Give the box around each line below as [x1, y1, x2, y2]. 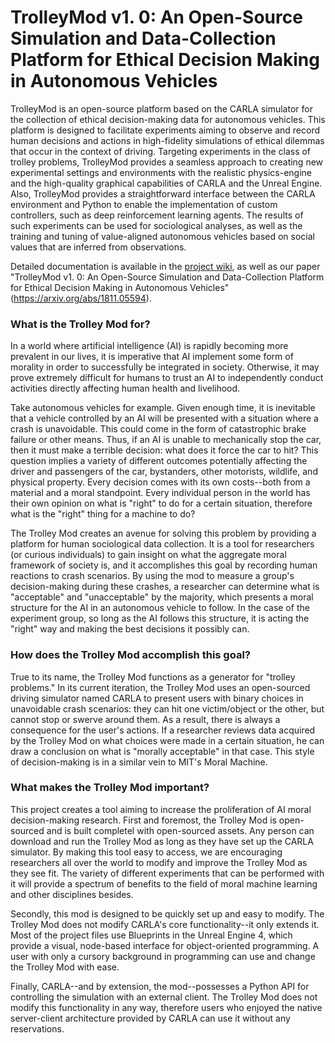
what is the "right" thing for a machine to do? [10, 508, 196, 520]
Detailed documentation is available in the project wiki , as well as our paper [10, 260, 321, 272]
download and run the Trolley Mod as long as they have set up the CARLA [10, 835, 314, 847]
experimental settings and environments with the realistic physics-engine [10, 166, 312, 178]
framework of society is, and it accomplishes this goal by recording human [10, 559, 318, 571]
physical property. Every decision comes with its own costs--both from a [10, 476, 311, 488]
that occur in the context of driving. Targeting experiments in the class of [10, 145, 312, 157]
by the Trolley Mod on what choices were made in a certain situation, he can [10, 734, 325, 746]
